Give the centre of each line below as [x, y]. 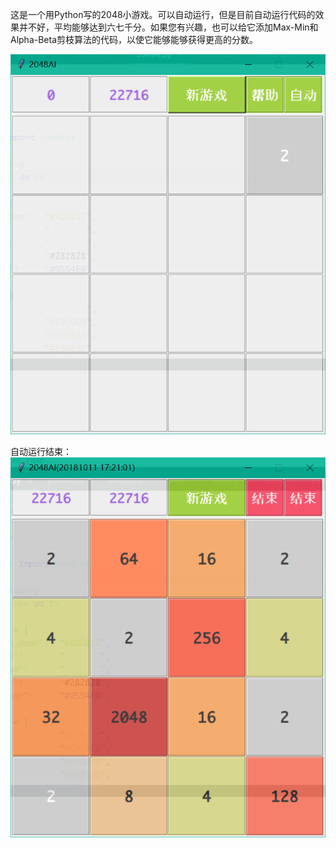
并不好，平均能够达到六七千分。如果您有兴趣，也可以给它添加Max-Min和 [168, 27]
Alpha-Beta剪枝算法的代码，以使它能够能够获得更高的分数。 [134, 39]
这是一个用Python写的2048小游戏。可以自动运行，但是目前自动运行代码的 [163, 14]
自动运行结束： [41, 452]
